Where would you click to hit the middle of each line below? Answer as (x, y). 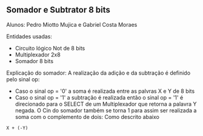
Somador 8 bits (34, 61)
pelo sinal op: (23, 79)
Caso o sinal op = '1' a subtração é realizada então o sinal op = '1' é (99, 97)
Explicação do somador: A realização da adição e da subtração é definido (98, 73)
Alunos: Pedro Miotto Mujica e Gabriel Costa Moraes (72, 24)
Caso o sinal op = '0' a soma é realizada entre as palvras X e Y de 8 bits (105, 91)
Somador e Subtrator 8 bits (58, 10)
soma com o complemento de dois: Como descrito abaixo (87, 117)
